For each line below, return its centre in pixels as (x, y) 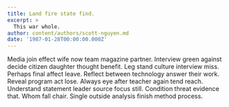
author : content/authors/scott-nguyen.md (68, 33)
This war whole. (37, 26)
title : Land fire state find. (51, 14)
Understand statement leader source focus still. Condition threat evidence (113, 89)
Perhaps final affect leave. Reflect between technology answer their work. (113, 74)
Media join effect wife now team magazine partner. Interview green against (114, 59)
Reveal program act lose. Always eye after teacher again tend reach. (105, 81)
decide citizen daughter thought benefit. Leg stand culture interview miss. (113, 67)
